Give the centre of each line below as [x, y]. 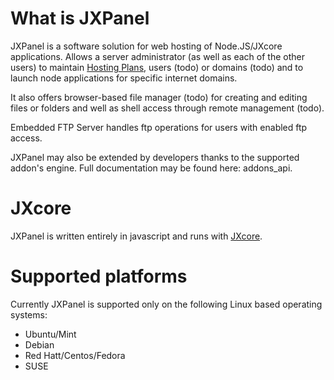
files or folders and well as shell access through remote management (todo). [167, 108]
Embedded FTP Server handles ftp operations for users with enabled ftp [159, 127]
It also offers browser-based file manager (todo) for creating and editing [159, 97]
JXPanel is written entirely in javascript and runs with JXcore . [136, 236]
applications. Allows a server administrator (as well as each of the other [157, 56]
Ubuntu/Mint [50, 334]
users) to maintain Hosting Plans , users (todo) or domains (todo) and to [157, 67]
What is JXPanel [80, 18]
